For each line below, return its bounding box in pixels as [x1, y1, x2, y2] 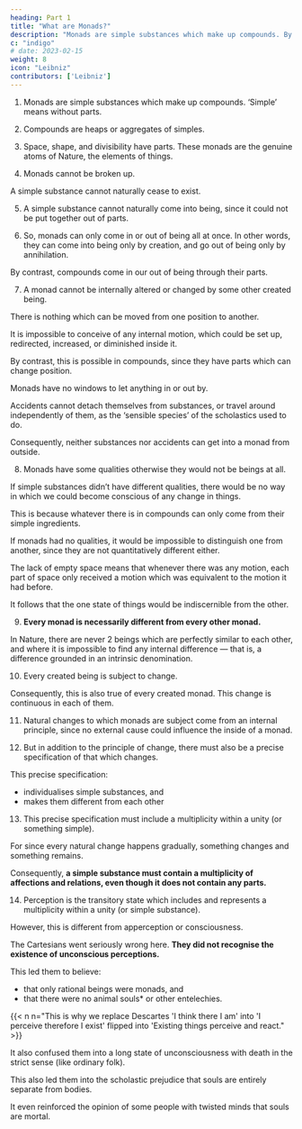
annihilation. [22, 249, 69, 259]
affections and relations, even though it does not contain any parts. [10, 877, 267, 888]
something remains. [10, 850, 84, 860]
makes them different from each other [22, 796, 164, 806]
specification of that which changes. [22, 751, 159, 762]
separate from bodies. [10, 1083, 93, 1095]
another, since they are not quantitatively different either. [10, 544, 220, 555]
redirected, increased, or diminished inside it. [10, 338, 178, 349]
